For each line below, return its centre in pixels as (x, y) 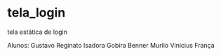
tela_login (36, 13)
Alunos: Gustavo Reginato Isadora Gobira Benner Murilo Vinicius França (111, 45)
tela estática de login (38, 32)
